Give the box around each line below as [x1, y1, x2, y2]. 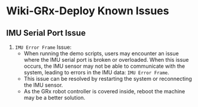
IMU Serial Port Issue [6, 28, 86, 38]
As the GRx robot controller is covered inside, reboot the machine [23, 88, 185, 95]
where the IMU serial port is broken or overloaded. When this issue [23, 56, 189, 63]
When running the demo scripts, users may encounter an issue [23, 50, 179, 57]
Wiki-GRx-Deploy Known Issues [6, 4, 169, 18]
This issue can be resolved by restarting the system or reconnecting [23, 75, 193, 82]
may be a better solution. [23, 94, 86, 101]
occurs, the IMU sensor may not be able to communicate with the [23, 62, 185, 70]
